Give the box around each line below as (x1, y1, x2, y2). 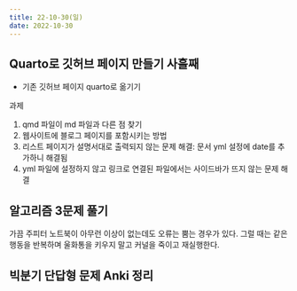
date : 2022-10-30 (9, 21, 74, 30)
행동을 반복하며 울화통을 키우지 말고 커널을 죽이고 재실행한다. (9, 240, 220, 250)
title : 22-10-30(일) (9, 12, 83, 22)
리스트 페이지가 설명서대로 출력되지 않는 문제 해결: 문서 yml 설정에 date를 (21, 141, 277, 152)
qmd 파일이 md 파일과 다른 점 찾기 (21, 119, 143, 130)
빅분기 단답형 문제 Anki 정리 (9, 268, 153, 283)
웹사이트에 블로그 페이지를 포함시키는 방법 (21, 130, 168, 141)
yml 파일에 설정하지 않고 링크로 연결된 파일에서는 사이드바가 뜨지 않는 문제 (21, 163, 279, 174)
